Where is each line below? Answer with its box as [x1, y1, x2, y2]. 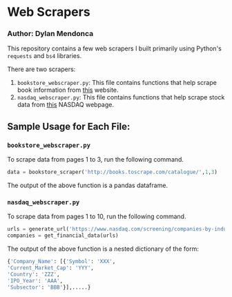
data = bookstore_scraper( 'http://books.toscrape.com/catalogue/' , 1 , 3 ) [7, 169, 217, 176]
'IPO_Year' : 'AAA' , [7, 277, 64, 284]
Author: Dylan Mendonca [7, 29, 94, 39]
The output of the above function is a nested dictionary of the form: [7, 245, 199, 253]
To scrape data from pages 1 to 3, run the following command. [7, 155, 184, 164]
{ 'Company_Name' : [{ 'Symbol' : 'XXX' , [7, 258, 116, 265]
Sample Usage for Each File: [7, 120, 130, 132]
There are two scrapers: [7, 65, 76, 73]
